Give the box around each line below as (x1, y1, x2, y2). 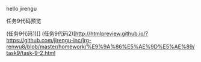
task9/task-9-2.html (6, 49, 56, 56)
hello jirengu (6, 5, 37, 12)
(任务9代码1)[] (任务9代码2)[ (6, 30, 76, 37)
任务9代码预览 (6, 17, 42, 24)
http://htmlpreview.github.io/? (75, 30, 149, 37)
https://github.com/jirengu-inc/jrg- (6, 37, 92, 44)
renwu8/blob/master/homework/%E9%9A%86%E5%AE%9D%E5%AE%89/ (6, 43, 195, 50)
